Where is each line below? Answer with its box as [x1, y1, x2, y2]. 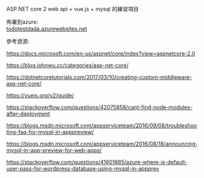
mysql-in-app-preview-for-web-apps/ [6, 147, 102, 154]
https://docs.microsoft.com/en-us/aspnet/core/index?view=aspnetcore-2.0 [6, 50, 195, 57]
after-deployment [6, 110, 51, 117]
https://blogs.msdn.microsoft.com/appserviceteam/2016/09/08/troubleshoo [6, 122, 197, 129]
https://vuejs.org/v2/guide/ [6, 92, 74, 99]
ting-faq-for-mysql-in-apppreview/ [6, 129, 94, 135]
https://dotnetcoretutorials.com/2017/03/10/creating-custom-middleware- [6, 74, 192, 80]
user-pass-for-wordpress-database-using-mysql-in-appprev [6, 165, 160, 172]
